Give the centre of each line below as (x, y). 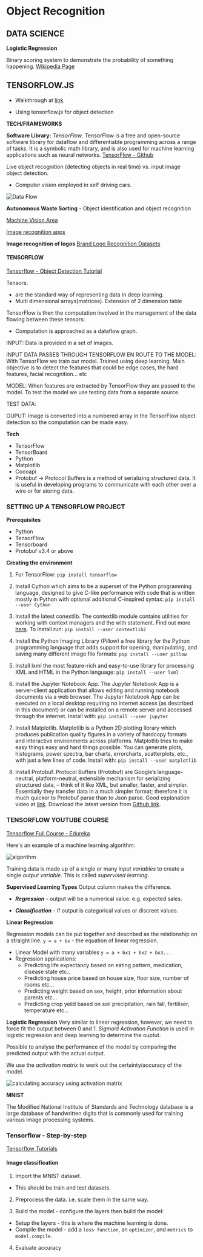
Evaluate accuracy (38, 1248)
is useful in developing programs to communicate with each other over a (105, 485)
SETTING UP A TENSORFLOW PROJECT (66, 507)
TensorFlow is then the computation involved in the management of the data (101, 313)
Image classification (32, 1162)
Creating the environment (39, 563)
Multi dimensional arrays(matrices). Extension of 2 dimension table (98, 301)
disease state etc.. (47, 971)
